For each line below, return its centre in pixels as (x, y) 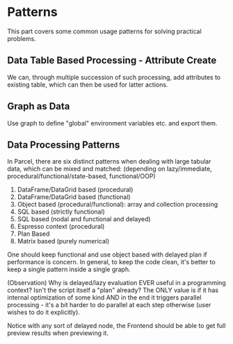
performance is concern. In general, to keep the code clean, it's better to (111, 262)
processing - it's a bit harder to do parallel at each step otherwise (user (109, 305)
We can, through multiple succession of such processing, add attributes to (114, 77)
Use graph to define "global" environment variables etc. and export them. (112, 123)
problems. (22, 38)
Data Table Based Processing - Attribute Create (112, 61)
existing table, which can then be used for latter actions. (88, 85)
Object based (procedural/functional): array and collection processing (117, 205)
